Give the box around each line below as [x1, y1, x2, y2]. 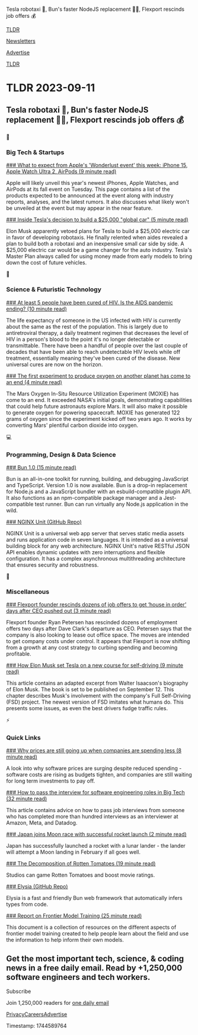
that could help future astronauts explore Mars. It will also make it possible [6, 402, 188, 410]
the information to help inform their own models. [6, 937, 124, 944]
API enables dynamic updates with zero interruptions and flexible [6, 548, 165, 555]
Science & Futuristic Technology [6, 285, 102, 293]
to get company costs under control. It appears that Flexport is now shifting [6, 638, 190, 645]
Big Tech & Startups [6, 148, 65, 156]
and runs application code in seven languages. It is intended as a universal [6, 536, 188, 543]
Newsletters [6, 37, 36, 44]
